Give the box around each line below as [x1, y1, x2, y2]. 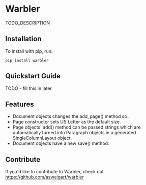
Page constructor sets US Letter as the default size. [12, 119, 121, 125]
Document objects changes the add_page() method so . [12, 113, 130, 119]
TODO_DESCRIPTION [5, 20, 50, 26]
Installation [5, 35, 42, 43]
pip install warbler [5, 58, 49, 63]
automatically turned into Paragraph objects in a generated [12, 130, 136, 136]
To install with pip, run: [5, 48, 53, 54]
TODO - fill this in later [5, 85, 52, 91]
